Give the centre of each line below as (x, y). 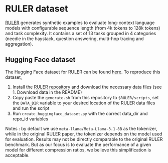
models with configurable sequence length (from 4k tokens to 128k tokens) (83, 28)
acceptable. (18, 155)
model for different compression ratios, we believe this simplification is (78, 150)
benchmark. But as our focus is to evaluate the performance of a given (78, 144)
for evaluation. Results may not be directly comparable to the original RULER (84, 139)
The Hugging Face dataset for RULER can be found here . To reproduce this (83, 72)
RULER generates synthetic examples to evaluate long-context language (80, 23)
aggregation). (19, 44)
